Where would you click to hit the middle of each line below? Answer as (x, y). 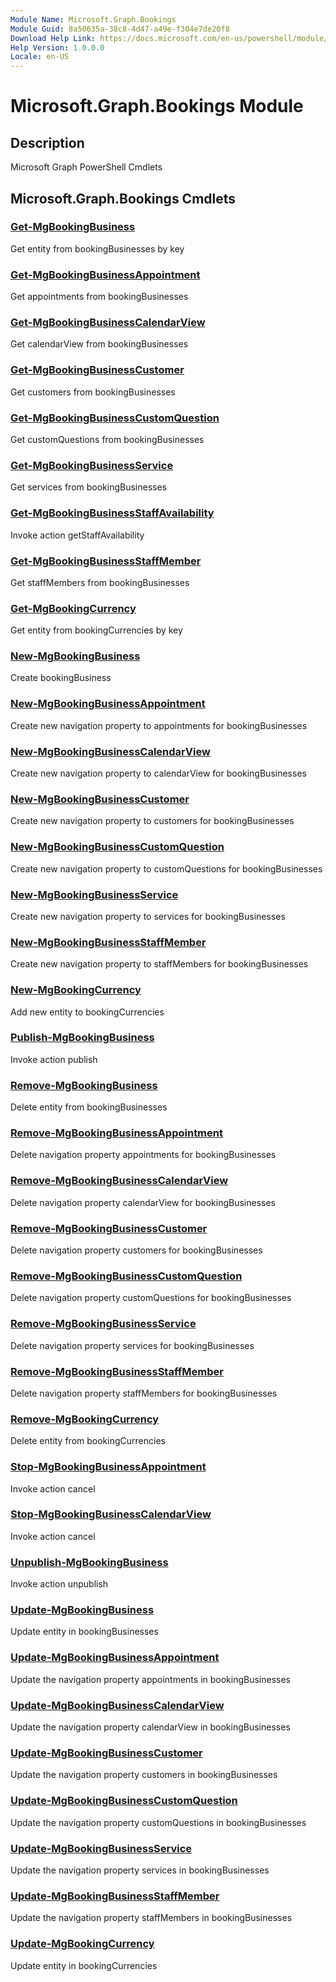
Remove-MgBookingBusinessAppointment (116, 1133)
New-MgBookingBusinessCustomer (100, 799)
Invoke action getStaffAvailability (77, 535)
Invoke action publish (54, 1059)
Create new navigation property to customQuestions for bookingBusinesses (166, 868)
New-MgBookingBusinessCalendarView (110, 751)
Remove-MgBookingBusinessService (103, 1324)
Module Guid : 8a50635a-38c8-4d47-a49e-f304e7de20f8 (120, 29)
